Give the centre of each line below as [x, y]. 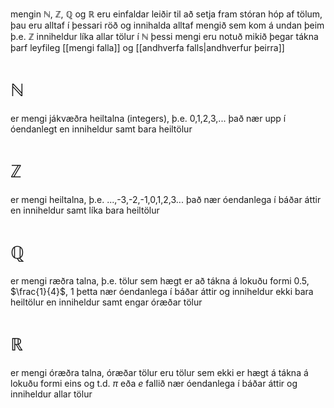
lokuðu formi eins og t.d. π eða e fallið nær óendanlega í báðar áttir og [154, 383]
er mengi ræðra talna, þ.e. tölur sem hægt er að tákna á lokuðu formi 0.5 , [160, 280]
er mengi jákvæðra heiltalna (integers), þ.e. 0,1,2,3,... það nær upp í [148, 118]
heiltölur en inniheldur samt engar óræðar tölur [106, 302]
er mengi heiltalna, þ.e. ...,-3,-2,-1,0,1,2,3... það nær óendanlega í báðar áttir [166, 199]
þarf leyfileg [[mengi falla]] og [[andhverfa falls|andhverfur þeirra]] [147, 47]
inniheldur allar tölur [51, 394]
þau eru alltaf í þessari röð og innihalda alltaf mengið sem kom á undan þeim [167, 25]
